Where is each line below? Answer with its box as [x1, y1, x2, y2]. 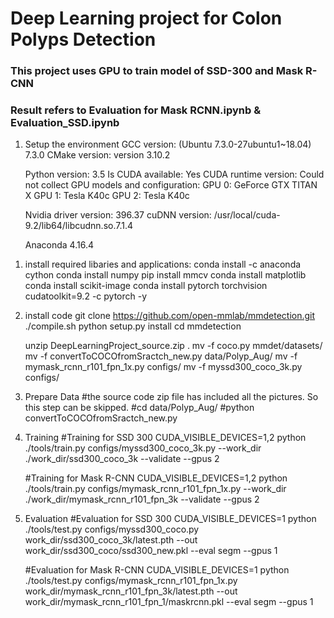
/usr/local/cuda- [213, 209, 281, 221]
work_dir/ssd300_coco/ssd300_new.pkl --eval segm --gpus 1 [24, 545, 278, 557]
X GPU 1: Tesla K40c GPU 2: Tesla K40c [24, 190, 190, 202]
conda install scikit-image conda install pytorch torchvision [24, 280, 268, 292]
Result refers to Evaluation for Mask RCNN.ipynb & [10, 103, 262, 117]
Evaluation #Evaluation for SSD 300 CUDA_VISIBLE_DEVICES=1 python [24, 513, 317, 525]
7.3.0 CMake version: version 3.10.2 [24, 149, 171, 161]
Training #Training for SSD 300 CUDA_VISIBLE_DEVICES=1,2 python [24, 432, 307, 444]
